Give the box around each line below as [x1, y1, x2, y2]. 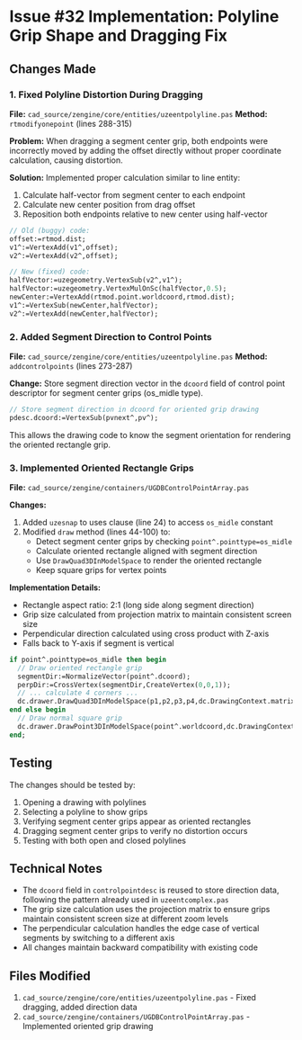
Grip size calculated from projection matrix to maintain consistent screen [22, 609, 292, 620]
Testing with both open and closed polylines [22, 835, 187, 846]
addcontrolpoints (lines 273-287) [9, 360, 133, 371]
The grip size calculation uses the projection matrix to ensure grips [22, 904, 271, 915]
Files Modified [9, 968, 92, 983]
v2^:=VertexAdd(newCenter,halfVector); [9, 309, 159, 318]
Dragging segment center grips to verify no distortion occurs [22, 825, 248, 836]
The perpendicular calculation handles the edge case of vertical [22, 923, 260, 934]
